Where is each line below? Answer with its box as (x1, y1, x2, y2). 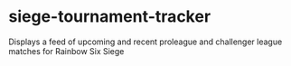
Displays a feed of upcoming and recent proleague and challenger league (8, 36, 283, 47)
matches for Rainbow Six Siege (8, 45, 125, 56)
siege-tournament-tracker (8, 6, 211, 27)
